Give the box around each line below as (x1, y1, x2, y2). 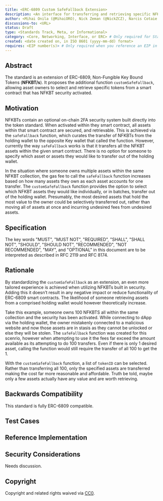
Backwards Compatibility (5, 390, 83, 398)
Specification (5, 223, 47, 232)
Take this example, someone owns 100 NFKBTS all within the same (5, 309, 139, 315)
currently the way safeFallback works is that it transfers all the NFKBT (5, 143, 145, 149)
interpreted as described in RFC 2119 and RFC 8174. (5, 252, 108, 258)
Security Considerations (5, 450, 81, 459)
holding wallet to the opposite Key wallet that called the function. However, (5, 138, 154, 144)
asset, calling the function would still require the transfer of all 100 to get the (5, 345, 157, 351)
